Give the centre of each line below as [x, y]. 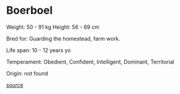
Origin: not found [27, 73]
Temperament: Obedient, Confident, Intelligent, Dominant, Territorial [90, 62]
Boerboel [29, 10]
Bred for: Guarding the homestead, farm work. [63, 38]
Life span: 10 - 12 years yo [38, 50]
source [15, 85]
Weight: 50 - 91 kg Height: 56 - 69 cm [53, 27]
